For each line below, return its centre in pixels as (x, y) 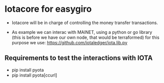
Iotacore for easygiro (48, 9)
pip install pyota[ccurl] (34, 75)
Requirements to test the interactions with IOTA (79, 58)
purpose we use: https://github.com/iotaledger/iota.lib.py (69, 42)
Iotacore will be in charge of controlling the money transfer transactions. (85, 23)
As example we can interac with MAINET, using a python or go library (82, 32)
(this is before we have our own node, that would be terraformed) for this (85, 37)
